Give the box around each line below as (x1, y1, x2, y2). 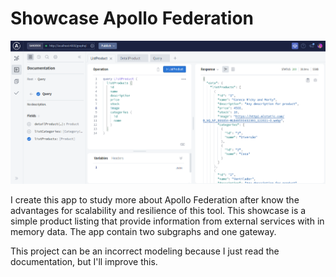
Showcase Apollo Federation (10, 7, 255, 30)
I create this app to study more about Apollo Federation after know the (10, 193, 300, 206)
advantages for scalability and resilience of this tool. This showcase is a (10, 204, 307, 216)
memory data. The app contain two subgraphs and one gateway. (10, 225, 277, 237)
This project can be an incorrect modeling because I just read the (10, 245, 280, 257)
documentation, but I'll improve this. (10, 255, 158, 267)
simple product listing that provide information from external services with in (10, 215, 325, 227)
